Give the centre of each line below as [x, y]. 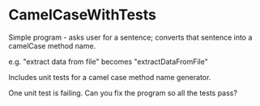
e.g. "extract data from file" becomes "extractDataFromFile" [108, 61]
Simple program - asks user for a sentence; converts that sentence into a [130, 37]
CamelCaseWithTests [82, 15]
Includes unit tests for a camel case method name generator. [110, 77]
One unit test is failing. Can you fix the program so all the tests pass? [123, 93]
